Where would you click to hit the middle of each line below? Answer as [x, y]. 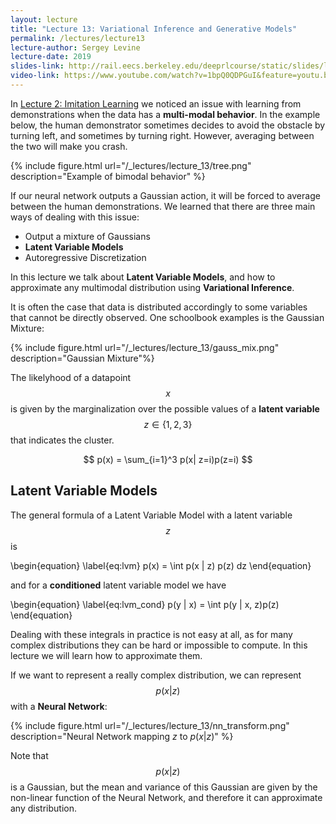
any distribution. [43, 808]
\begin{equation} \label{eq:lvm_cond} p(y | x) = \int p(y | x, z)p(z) [145, 604]
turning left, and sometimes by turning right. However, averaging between [162, 135]
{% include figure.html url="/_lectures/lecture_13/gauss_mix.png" [145, 347]
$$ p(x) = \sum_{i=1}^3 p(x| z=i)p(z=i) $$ [168, 459]
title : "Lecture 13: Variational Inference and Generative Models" [154, 29]
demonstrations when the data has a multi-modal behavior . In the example [165, 114]
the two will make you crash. [69, 146]
